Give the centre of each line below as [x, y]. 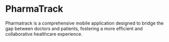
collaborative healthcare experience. [44, 34]
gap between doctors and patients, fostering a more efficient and [74, 28]
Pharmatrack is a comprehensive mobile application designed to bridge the [84, 23]
